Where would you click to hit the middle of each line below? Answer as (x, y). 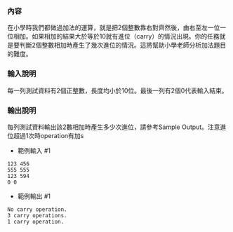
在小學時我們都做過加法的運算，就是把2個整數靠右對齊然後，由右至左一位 (114, 28)
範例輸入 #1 (34, 150)
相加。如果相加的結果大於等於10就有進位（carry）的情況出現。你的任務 (116, 36)
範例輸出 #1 (34, 196)
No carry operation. (38, 209)
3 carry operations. (38, 215)
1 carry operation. (36, 221)
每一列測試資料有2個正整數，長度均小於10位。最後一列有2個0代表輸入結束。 (118, 90)
